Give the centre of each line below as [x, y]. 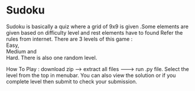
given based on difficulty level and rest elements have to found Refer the [95, 32]
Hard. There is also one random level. [52, 58]
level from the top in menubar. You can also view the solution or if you [91, 75]
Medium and [21, 51]
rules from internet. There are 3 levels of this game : [69, 39]
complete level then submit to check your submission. [72, 81]
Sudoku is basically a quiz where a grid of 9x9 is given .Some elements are [97, 26]
